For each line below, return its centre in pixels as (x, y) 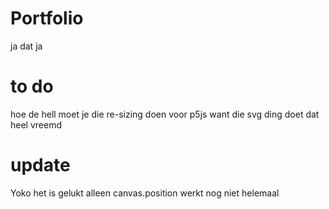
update (40, 165)
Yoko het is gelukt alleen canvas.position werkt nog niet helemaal (145, 193)
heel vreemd (36, 124)
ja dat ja (26, 46)
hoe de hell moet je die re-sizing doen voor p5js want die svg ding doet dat (165, 114)
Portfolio (47, 18)
